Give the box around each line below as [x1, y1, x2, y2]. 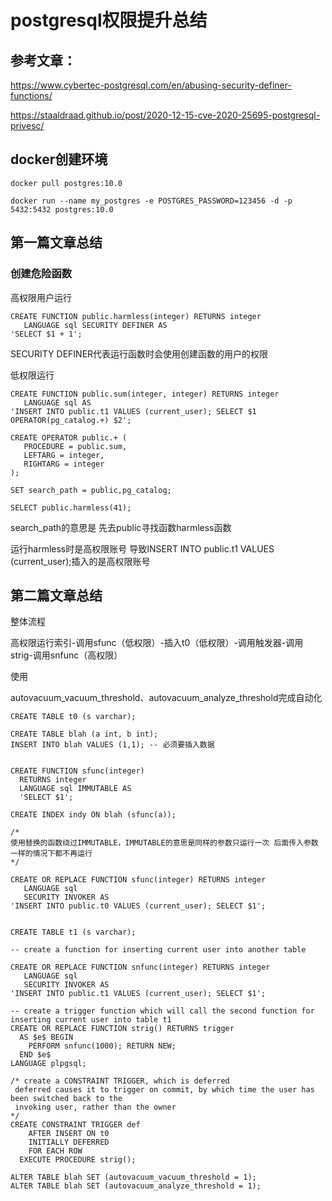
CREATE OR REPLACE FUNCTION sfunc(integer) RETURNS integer [10, 875, 267, 885]
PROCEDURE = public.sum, [23, 441, 128, 451]
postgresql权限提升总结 [10, 9, 208, 32]
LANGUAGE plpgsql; [10, 1059, 87, 1069]
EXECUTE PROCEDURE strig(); [19, 1155, 137, 1165]
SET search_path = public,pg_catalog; [10, 485, 172, 495]
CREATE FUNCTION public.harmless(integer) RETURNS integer [10, 311, 262, 321]
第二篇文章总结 [10, 587, 103, 604]
